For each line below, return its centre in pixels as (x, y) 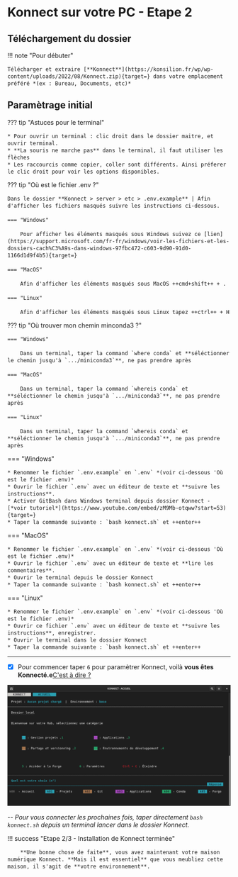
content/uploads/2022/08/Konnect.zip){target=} (79, 77)
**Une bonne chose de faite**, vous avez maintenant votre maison (120, 853)
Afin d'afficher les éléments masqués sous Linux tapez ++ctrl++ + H (125, 312)
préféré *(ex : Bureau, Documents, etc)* (69, 84)
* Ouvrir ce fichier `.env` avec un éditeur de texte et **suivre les (114, 626)
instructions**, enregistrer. (52, 633)
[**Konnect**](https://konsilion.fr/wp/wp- (148, 69)
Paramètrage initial (50, 105)
